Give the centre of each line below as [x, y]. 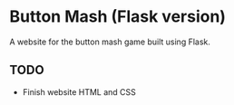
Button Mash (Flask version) [118, 17]
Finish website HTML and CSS [79, 91]
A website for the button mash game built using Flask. [110, 42]
